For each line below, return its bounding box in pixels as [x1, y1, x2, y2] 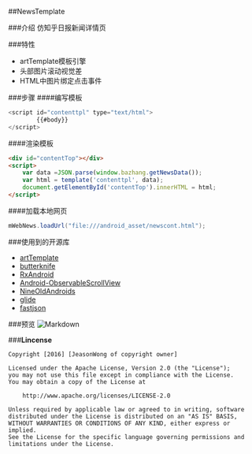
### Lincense [8, 335, 53, 344]
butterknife [19, 261, 56, 270]
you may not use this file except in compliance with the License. [8, 370, 235, 379]
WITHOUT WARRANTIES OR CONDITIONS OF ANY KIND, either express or [8, 419, 231, 427]
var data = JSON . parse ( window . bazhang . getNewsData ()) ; [22, 169, 202, 177]
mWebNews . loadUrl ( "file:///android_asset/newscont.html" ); [8, 221, 206, 229]
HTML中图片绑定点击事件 [19, 76, 102, 85]
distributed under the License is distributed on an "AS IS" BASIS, [8, 412, 238, 420]
